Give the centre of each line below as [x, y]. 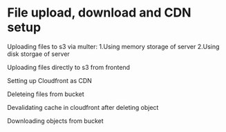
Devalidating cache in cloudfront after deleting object [83, 107]
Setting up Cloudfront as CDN [49, 80]
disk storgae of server [39, 54]
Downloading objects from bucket [55, 121]
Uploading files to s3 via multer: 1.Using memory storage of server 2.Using [113, 46]
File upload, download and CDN [99, 13]
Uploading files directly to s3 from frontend [68, 67]
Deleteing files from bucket [46, 94]
